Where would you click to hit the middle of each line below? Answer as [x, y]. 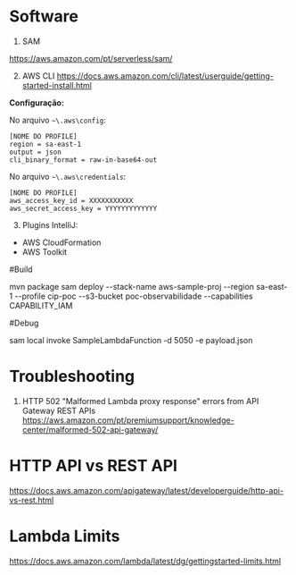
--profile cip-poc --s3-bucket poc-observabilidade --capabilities [134, 296]
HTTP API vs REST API [94, 466]
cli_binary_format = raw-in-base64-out [83, 160]
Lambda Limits [65, 536]
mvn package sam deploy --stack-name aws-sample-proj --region [132, 286]
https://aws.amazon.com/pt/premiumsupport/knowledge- [128, 420]
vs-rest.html [32, 500]
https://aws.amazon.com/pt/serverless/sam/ [91, 58]
